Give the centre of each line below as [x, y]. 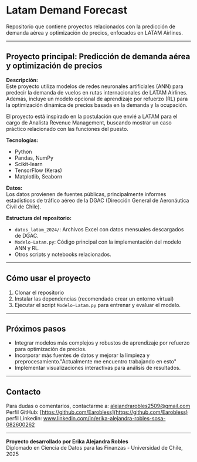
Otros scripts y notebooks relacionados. [63, 254]
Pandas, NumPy [34, 158]
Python [23, 151]
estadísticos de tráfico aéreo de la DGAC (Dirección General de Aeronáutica [98, 200]
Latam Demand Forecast [67, 10]
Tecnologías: [22, 140]
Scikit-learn [28, 164]
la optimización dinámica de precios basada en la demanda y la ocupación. [97, 105]
